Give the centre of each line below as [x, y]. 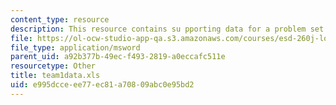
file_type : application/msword [75, 47]
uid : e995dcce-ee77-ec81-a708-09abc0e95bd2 [102, 85]
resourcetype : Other [53, 66]
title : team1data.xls [55, 76]
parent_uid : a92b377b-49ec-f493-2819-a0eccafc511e [118, 57]
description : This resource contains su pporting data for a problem [158, 29]
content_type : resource [60, 19]
